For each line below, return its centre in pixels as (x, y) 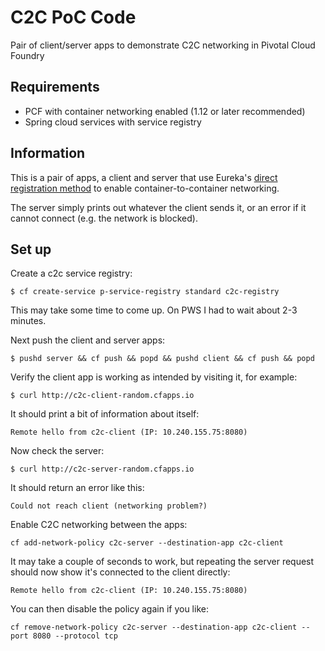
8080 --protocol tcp (75, 636)
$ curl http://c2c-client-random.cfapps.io (102, 396)
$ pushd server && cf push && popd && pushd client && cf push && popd (162, 359)
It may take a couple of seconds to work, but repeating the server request (162, 562)
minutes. (28, 321)
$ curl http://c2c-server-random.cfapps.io (102, 469)
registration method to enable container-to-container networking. (145, 188)
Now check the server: (57, 451)
